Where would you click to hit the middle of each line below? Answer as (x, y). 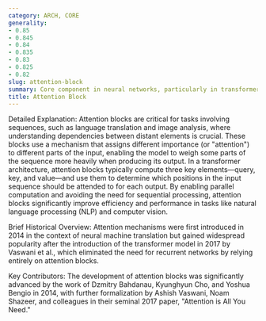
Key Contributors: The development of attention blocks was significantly (126, 276)
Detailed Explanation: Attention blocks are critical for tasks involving (119, 119)
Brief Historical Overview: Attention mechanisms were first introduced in (126, 227)
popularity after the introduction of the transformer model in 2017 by (120, 244)
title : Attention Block (47, 97)
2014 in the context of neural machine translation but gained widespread (127, 235)
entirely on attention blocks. (53, 261)
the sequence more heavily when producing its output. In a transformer (124, 161)
